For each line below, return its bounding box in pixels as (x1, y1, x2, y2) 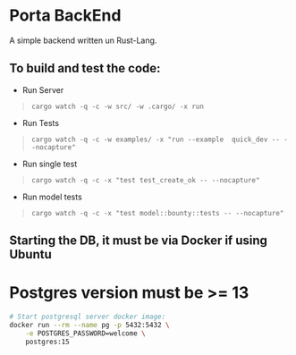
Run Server (21, 84, 64, 95)
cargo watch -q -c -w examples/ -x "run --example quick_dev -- (30, 135, 280, 144)
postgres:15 (25, 337, 70, 346)
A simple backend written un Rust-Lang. (9, 35, 157, 46)
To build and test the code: (9, 61, 161, 76)
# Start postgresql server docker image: (9, 312, 166, 322)
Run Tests (21, 117, 60, 128)
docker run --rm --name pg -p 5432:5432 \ (9, 320, 170, 329)
